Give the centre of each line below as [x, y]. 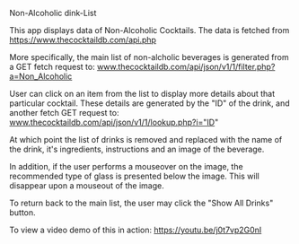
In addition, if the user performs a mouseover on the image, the [127, 166]
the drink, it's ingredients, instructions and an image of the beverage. [137, 149]
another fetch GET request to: [64, 113]
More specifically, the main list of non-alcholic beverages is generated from [149, 57]
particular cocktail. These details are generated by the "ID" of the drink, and [149, 103]
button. [22, 213]
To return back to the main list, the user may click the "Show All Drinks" [141, 203]
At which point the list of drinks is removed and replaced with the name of [146, 139]
